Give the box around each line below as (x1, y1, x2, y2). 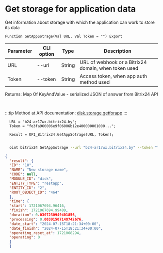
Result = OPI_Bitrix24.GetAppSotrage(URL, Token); (9, 132, 114, 137)
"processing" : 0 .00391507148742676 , (9, 217, 83, 221)
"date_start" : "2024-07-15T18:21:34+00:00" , (9, 221, 101, 226)
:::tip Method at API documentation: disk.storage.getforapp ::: (5, 110, 128, 116)
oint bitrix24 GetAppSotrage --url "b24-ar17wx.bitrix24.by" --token (9, 145, 153, 150)
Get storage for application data (5, 3, 136, 15)
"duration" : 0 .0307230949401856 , (9, 212, 77, 218)
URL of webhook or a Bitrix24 (80, 59, 147, 65)
